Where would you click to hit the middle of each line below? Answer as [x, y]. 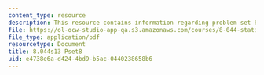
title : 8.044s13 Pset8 [45, 52]
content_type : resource [47, 15]
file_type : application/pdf [54, 37]
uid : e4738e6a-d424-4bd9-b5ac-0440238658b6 [81, 59]
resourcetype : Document [47, 45]
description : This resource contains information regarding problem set [130, 23]
